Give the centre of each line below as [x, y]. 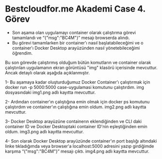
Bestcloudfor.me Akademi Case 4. [75, 9]
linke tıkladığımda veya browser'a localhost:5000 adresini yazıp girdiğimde [80, 146]
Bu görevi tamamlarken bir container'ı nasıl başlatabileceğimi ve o [78, 43]
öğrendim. [22, 53]
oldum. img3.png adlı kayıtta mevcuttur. [44, 131]
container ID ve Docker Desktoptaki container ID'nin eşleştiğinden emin [76, 126]
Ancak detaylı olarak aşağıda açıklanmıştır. [48, 72]
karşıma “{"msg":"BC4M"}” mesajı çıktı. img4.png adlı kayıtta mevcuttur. [77, 151]
